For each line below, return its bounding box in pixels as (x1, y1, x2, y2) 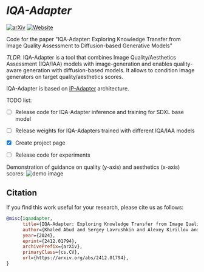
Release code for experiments (15, 151, 90, 158)
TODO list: (6, 97, 32, 104)
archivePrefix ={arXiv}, (22, 243, 83, 250)
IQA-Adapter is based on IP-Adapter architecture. (6, 84, 129, 92)
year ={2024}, (22, 232, 56, 239)
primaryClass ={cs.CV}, (22, 250, 80, 256)
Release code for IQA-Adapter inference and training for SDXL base (15, 108, 184, 115)
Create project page (15, 139, 66, 146)
